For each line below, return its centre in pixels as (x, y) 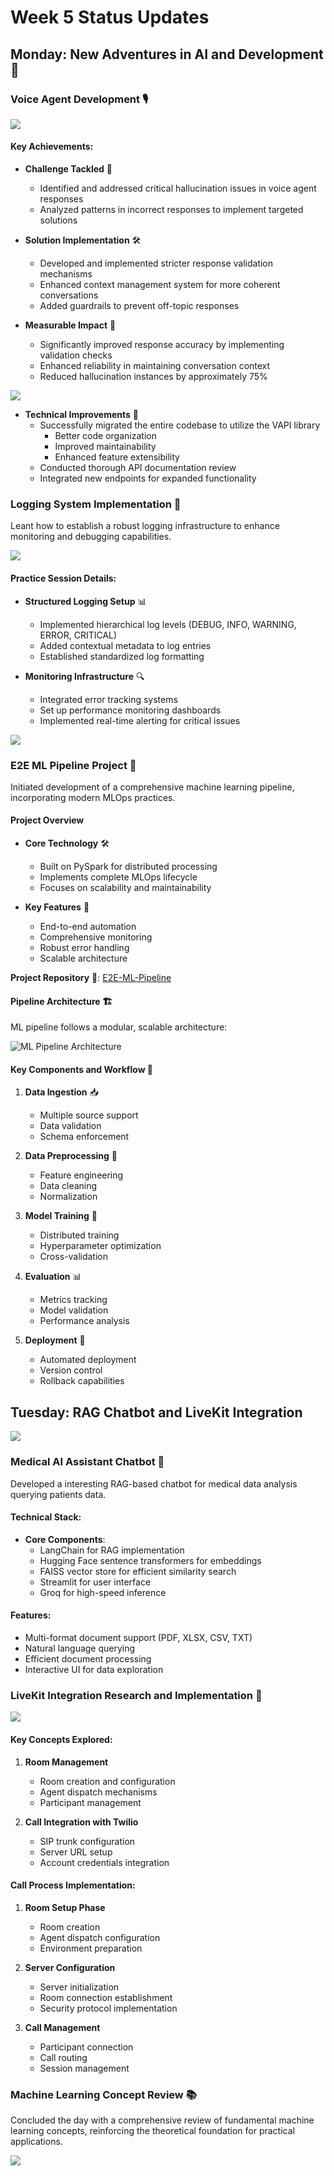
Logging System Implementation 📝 (96, 504)
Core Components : (65, 1539)
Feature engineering (81, 1175)
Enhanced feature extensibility (117, 457)
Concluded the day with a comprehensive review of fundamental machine (162, 2120)
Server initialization (79, 1987)
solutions (58, 220)
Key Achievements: (52, 147)
